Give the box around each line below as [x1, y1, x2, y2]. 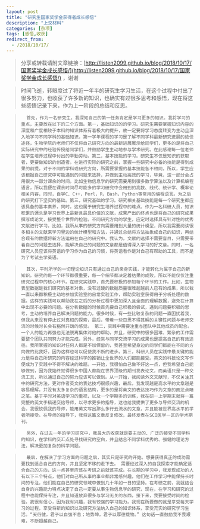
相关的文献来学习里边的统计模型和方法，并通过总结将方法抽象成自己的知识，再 [25, 229, 189, 235]
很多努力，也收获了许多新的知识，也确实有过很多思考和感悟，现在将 [20, 94, 188, 102]
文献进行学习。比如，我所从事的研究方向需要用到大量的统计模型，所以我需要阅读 [20, 222, 189, 229]
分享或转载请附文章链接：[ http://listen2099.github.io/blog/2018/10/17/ [20, 59, 192, 66]
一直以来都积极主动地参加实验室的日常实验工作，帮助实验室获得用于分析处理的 [20, 291, 185, 298]
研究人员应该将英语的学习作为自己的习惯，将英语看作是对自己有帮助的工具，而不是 [20, 248, 194, 254]
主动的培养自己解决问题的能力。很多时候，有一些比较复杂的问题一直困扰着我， [29, 310, 194, 317]
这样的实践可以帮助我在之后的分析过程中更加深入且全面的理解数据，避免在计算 [29, 298, 194, 304]
